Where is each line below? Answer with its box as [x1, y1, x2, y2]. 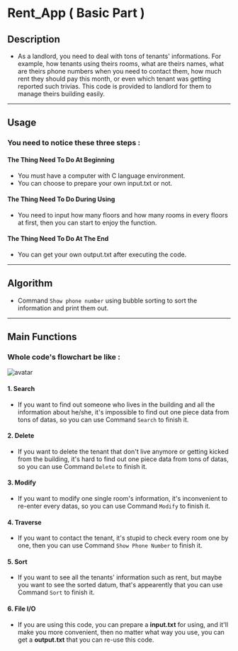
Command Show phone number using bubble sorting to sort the [17, 296, 198, 305]
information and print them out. [17, 303, 109, 312]
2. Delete [7, 431, 35, 440]
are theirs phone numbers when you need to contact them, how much [17, 67, 222, 75]
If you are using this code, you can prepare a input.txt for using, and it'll [17, 620, 229, 628]
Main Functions [7, 331, 77, 343]
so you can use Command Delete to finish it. [17, 462, 147, 470]
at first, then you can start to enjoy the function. [17, 218, 157, 227]
